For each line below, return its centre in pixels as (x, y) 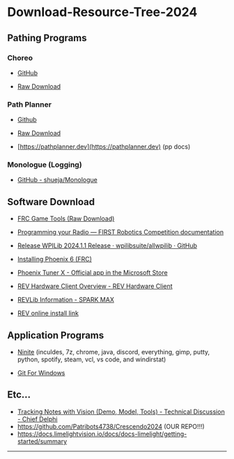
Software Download (51, 202)
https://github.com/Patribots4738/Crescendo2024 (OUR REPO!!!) (111, 426)
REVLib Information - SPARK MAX (66, 300)
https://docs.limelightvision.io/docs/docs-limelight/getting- (102, 434)
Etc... (19, 395)
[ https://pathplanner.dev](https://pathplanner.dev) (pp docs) (104, 146)
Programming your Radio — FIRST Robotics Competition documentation (120, 232)
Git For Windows (41, 373)
